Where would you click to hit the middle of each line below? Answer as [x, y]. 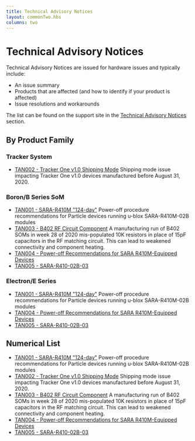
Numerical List [33, 343]
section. [16, 121]
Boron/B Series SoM [35, 197]
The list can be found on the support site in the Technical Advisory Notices [96, 116]
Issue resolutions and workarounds [57, 104]
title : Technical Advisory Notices [49, 11]
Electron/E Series [31, 281]
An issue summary [37, 85]
